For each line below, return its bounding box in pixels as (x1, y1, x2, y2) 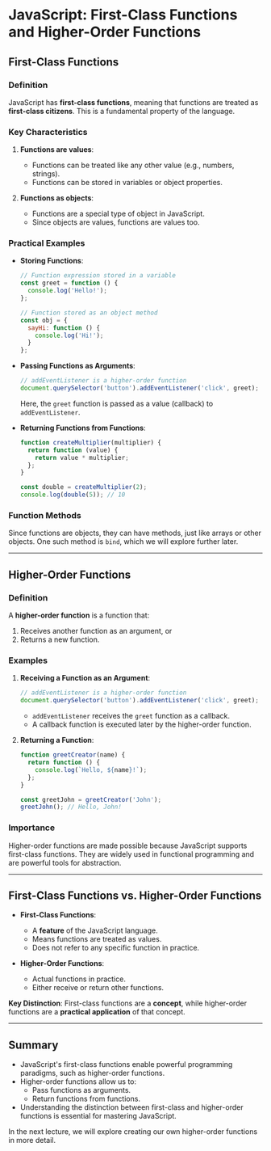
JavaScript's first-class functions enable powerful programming (19, 1060, 233, 1069)
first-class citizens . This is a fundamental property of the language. (8, 106, 236, 116)
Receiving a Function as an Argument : (19, 673, 151, 683)
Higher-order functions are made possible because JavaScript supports (8, 841, 248, 850)
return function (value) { (27, 446, 119, 454)
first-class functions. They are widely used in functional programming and (8, 849, 255, 858)
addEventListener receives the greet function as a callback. (31, 711, 230, 721)
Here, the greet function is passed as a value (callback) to (19, 398, 214, 408)
